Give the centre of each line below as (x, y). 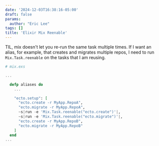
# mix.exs (15, 67)
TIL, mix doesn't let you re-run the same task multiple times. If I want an (78, 47)
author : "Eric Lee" (30, 24)
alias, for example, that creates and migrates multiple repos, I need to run (80, 52)
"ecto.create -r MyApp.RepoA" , (51, 103)
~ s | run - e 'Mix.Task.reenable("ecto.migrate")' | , (70, 117)
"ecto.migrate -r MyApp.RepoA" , (52, 107)
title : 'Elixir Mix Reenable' (36, 33)
